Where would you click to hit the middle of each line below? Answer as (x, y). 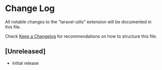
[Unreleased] (25, 51)
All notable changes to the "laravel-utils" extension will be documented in (78, 22)
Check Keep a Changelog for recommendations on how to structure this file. (81, 36)
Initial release (25, 63)
